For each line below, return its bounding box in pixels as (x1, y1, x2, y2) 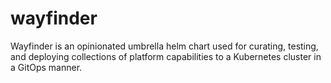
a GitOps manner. (10, 61, 83, 73)
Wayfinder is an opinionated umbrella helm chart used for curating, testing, (10, 40, 319, 52)
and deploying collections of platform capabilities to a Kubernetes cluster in (10, 50, 322, 62)
